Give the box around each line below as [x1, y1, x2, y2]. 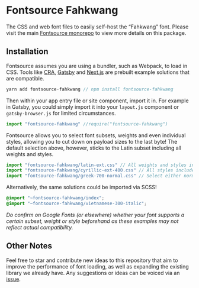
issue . [6, 276, 21, 283]
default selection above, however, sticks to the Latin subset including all [6, 144, 182, 151]
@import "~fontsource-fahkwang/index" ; [6, 195, 105, 201]
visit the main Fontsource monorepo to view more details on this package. [6, 29, 187, 36]
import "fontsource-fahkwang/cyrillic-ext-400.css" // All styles [6, 167, 174, 173]
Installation [6, 47, 49, 57]
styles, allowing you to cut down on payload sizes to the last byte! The [6, 138, 178, 145]
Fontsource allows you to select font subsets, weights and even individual [6, 131, 186, 139]
